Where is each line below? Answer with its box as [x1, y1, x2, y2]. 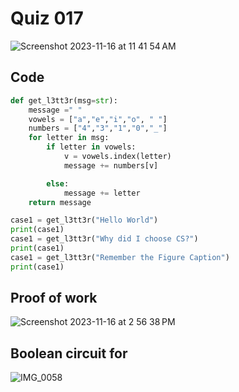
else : [46, 178, 70, 189]
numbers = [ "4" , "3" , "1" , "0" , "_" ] [28, 123, 168, 134]
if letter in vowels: [46, 142, 137, 152]
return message [28, 197, 92, 207]
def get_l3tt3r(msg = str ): [10, 95, 118, 106]
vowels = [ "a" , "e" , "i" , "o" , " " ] [28, 114, 168, 124]
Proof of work [10, 290, 98, 307]
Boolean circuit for [10, 345, 128, 362]
